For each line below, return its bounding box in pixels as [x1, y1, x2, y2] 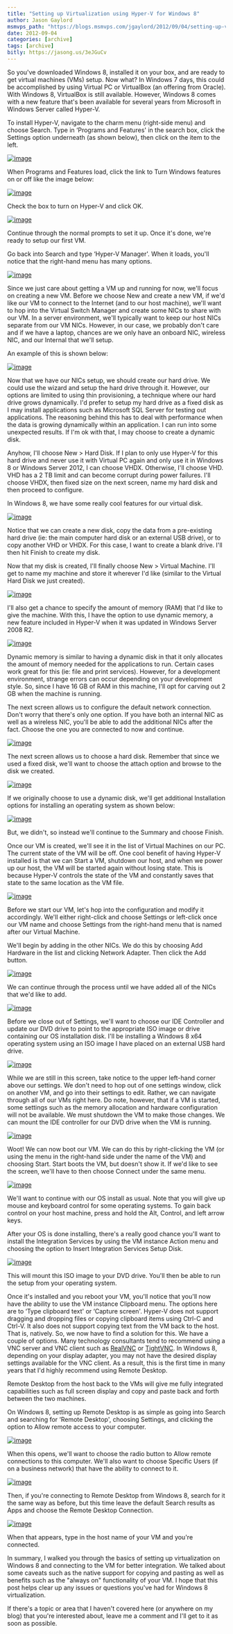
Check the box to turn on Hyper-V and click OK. [7, 202, 144, 210]
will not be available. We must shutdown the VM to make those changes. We [7, 1110, 225, 1119]
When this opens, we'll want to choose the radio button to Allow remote [7, 1449, 212, 1457]
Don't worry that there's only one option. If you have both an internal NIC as [7, 710, 224, 718]
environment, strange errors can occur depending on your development [7, 674, 213, 683]
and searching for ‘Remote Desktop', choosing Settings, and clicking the [7, 1415, 214, 1423]
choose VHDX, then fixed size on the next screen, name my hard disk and [7, 478, 218, 487]
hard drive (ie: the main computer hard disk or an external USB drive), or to [7, 533, 221, 542]
